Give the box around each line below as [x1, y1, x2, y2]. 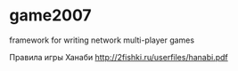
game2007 [9, 5, 92, 26]
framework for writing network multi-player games [9, 35, 194, 45]
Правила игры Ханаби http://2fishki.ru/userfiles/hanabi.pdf [9, 51, 229, 62]
